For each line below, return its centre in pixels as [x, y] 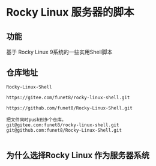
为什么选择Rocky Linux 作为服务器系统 [78, 155]
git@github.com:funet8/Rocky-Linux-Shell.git [64, 130]
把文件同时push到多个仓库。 [36, 120]
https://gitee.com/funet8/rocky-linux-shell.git [68, 97]
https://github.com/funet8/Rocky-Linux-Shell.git [70, 108]
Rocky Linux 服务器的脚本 [70, 12]
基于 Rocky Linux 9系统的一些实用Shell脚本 [59, 52]
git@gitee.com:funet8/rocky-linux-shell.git [63, 125]
